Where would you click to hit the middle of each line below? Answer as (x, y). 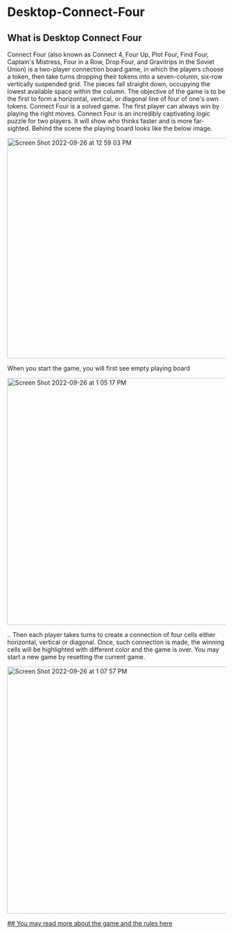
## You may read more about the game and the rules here (90, 923)
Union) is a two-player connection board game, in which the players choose (115, 69)
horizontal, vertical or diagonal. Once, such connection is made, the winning (116, 642)
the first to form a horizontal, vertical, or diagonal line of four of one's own (113, 99)
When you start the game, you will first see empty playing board (99, 368)
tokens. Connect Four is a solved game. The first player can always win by (113, 106)
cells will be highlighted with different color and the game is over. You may (113, 650)
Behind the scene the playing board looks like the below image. (122, 128)
